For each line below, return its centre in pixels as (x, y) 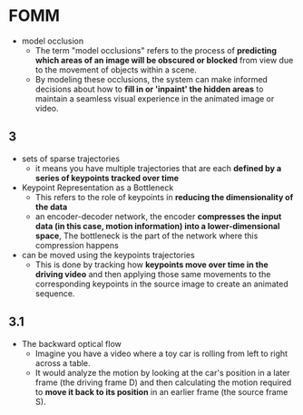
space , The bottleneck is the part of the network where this (147, 236)
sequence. (55, 293)
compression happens (77, 245)
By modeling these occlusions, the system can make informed (151, 79)
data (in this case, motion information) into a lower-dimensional (157, 226)
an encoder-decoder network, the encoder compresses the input (158, 216)
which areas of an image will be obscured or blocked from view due (164, 60)
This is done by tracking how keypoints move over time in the (151, 265)
